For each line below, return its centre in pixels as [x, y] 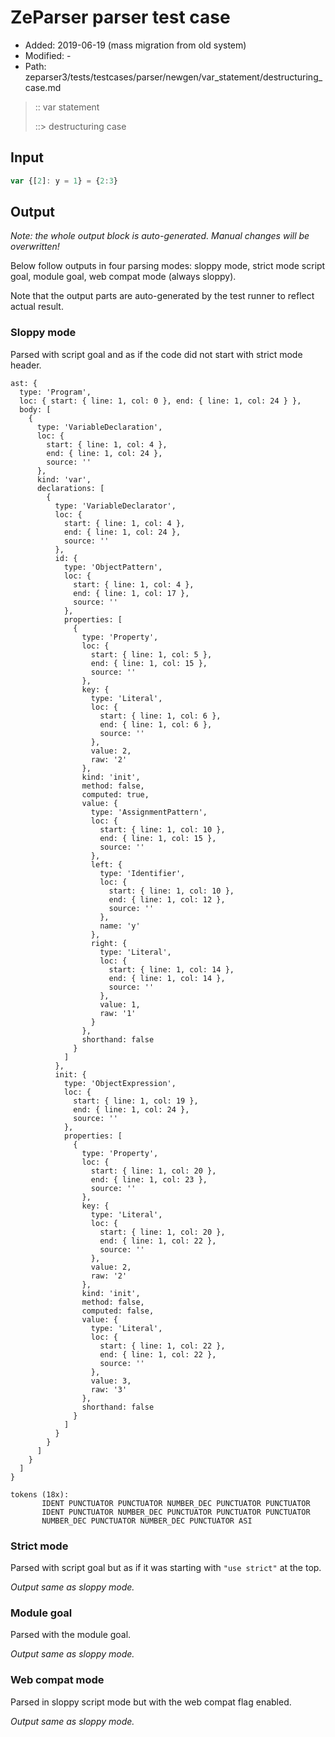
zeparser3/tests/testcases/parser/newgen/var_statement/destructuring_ [173, 77]
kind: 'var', [64, 479]
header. [26, 365]
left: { [106, 864]
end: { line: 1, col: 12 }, [167, 899]
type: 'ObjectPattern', [113, 567]
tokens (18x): [40, 1494]
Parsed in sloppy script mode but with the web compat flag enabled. [151, 1702]
